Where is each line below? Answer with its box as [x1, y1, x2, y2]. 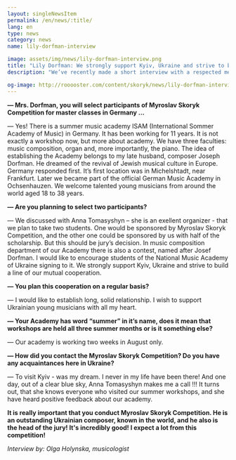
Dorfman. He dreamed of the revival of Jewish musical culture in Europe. [7, 159, 218, 167]
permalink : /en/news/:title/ [7, 17, 93, 24]
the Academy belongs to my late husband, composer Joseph [44, 152, 221, 160]
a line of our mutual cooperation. [7, 268, 102, 277]
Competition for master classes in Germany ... [7, 108, 145, 117]
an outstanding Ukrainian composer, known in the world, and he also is [7, 416, 218, 424]
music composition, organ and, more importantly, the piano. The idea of [7, 144, 215, 152]
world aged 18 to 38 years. [7, 189, 84, 197]
